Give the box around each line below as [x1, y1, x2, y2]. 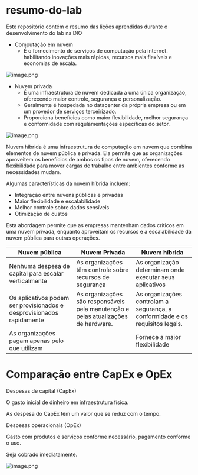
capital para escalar [9, 269, 64, 277]
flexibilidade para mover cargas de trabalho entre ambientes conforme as [6, 162, 184, 169]
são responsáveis [76, 297, 125, 305]
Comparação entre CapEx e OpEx [6, 368, 173, 382]
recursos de [76, 273, 110, 281]
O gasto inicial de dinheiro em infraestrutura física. [6, 399, 129, 406]
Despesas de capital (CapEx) [6, 387, 77, 394]
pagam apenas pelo [9, 337, 64, 345]
